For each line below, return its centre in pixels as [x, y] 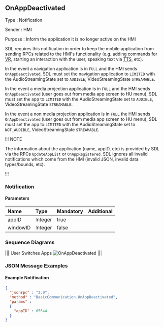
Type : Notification [24, 20]
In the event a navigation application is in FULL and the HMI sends [71, 68]
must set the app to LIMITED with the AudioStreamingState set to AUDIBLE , [79, 99]
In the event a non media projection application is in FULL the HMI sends [78, 114]
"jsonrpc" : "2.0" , [30, 293]
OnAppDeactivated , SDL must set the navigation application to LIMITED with [80, 74]
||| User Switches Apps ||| [54, 253]
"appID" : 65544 [31, 311]
